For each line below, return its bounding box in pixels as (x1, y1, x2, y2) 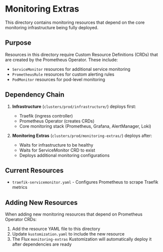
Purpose (5, 39, 32, 47)
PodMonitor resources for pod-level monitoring (12, 76, 106, 82)
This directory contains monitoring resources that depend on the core (5, 19, 145, 25)
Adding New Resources (5, 198, 78, 207)
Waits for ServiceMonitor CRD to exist (19, 147, 95, 153)
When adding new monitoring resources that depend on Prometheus (5, 211, 143, 217)
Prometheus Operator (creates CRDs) (19, 118, 95, 124)
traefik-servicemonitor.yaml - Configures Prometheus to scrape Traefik (12, 179, 159, 185)
